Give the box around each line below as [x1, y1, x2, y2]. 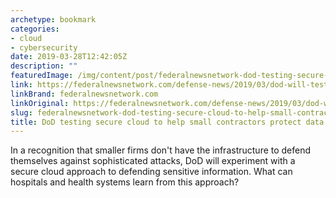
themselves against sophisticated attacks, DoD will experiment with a [10, 155, 296, 167]
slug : [10, 107, 33, 118]
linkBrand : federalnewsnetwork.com [10, 89, 159, 99]
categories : [10, 24, 60, 34]
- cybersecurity [10, 42, 78, 53]
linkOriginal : [10, 98, 70, 108]
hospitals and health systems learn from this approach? [10, 176, 240, 188]
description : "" [10, 61, 78, 71]
